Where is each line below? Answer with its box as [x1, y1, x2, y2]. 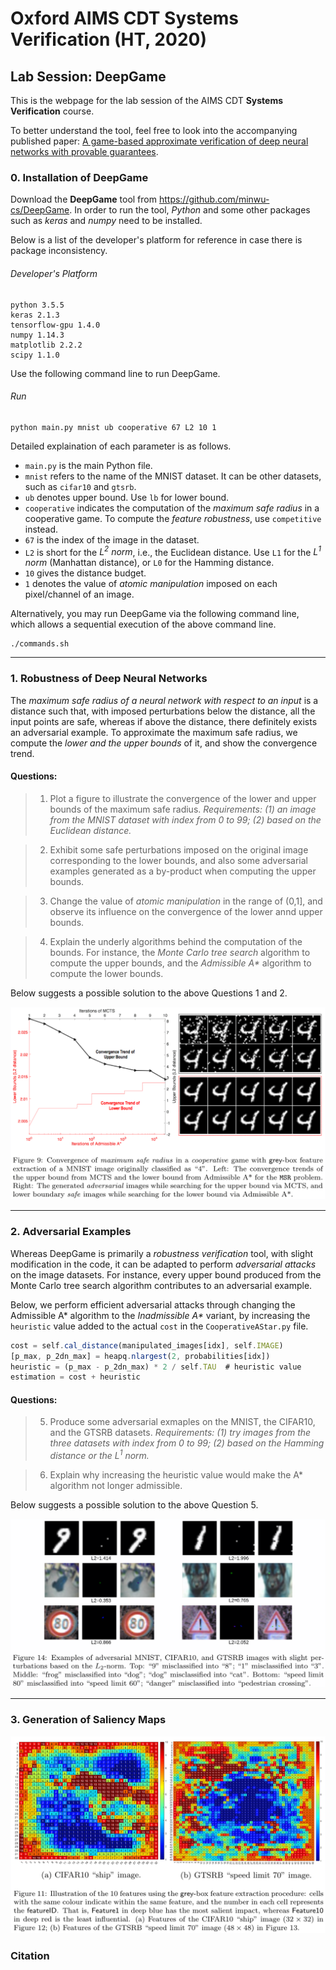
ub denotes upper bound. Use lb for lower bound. [24, 491, 230, 503]
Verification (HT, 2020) [10, 28, 207, 51]
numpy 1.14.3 [10, 330, 65, 340]
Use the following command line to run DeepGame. [10, 367, 221, 379]
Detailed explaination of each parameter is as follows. [10, 440, 232, 452]
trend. [10, 747, 35, 759]
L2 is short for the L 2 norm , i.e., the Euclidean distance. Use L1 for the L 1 [24, 544, 322, 558]
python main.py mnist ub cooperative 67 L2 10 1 [10, 422, 217, 432]
